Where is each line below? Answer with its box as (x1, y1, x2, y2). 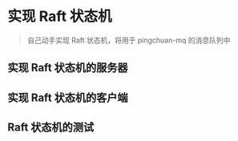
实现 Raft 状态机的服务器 (7, 61, 129, 75)
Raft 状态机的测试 (7, 121, 95, 135)
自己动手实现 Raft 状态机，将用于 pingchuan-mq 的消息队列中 (26, 35, 231, 45)
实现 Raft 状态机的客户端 (7, 91, 129, 104)
